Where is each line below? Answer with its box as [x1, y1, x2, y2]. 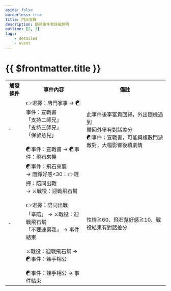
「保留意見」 [25, 131, 57, 138]
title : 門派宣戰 [5, 17, 37, 22]
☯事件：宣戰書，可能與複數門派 [86, 134, 163, 141]
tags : [5, 31, 17, 36]
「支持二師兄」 [25, 116, 62, 123]
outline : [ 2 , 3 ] [5, 27, 40, 32]
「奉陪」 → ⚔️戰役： [25, 210, 74, 217]
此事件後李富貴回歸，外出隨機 [86, 111, 158, 118]
